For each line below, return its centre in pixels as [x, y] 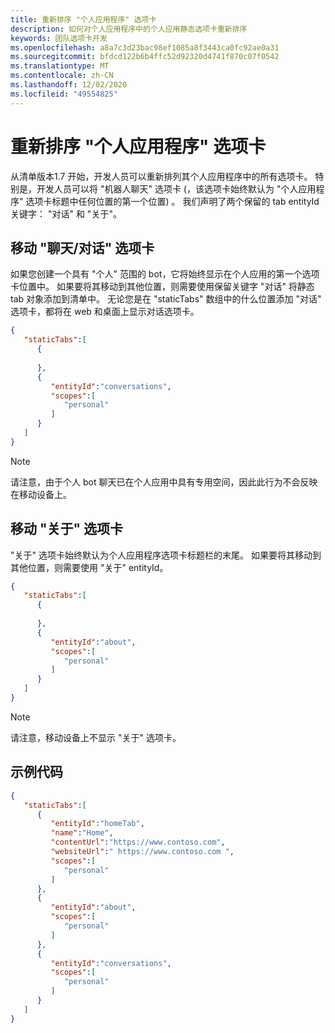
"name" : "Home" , [82, 833]
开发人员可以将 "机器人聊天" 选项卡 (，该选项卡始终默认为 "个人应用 [176, 188]
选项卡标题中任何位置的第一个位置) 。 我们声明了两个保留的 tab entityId [172, 201]
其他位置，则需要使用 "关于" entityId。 [89, 567]
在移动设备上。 [41, 494]
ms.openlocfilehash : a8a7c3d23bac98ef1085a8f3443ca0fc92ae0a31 [145, 47]
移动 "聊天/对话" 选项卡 [82, 247]
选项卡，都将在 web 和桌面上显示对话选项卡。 [105, 312]
